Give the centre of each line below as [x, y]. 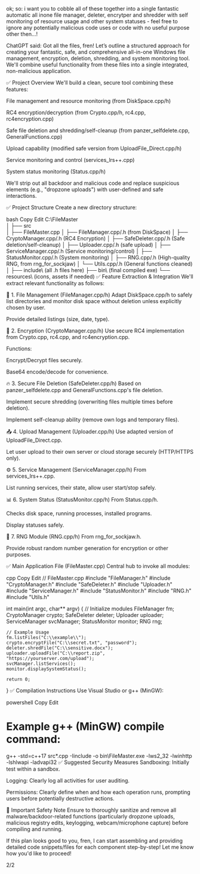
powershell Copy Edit [32, 702]
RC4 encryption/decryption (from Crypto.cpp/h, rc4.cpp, [76, 112]
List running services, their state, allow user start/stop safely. [81, 488]
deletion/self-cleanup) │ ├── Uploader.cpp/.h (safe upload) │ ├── [88, 245]
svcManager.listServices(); [41, 664]
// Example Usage [28, 632]
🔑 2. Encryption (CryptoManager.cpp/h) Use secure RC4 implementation [95, 331]
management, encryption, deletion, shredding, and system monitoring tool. [98, 58]
